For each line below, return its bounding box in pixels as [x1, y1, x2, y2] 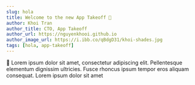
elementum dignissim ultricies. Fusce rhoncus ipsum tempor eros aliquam [6, 65, 190, 72]
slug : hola [6, 8, 34, 15]
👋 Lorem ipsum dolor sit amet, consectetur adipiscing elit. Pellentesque [6, 58, 182, 66]
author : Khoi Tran [6, 20, 52, 26]
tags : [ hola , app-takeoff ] [6, 43, 74, 49]
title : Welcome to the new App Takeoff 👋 [6, 14, 112, 20]
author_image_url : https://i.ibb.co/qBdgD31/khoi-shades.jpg [6, 37, 163, 43]
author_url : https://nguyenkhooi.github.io [6, 31, 117, 37]
